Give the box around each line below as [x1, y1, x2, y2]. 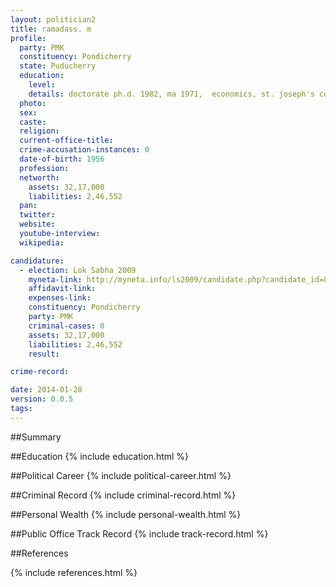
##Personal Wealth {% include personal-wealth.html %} [10, 508, 242, 520]
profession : [19, 163, 70, 173]
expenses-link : [28, 293, 92, 303]
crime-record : [10, 367, 70, 377]
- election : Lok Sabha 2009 [19, 265, 137, 275]
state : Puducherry [19, 61, 97, 71]
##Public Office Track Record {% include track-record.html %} [10, 527, 269, 540]
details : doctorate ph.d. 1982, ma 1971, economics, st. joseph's [28, 89, 315, 99]
